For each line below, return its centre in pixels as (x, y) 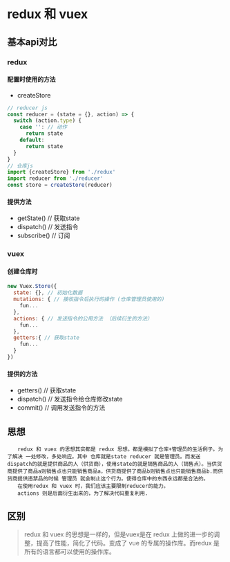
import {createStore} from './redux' (61, 172)
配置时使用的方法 (31, 80)
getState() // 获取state (48, 218)
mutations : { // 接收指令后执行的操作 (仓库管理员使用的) (89, 299)
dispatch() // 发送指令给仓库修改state (70, 399)
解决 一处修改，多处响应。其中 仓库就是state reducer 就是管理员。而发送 (106, 456)
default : (32, 140)
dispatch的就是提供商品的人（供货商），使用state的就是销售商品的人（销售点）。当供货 (115, 464)
